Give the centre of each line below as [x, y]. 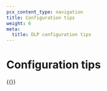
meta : [13, 29]
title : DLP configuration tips [52, 35]
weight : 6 [19, 23]
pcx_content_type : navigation [45, 12]
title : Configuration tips [41, 18]
